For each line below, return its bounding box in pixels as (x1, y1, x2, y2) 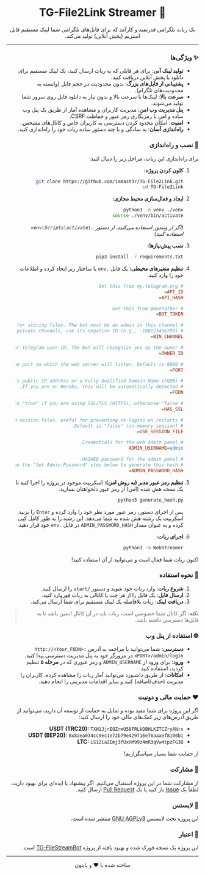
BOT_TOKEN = (156, 311, 184, 317)
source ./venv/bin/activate (112, 213, 184, 219)
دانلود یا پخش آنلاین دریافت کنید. (110, 73, 184, 81)
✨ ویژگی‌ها (170, 53, 199, 62)
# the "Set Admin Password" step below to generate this (22, 462, 184, 468)
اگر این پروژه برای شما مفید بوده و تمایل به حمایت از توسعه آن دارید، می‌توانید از (16, 707, 199, 714)
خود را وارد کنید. (147, 271, 184, 279)
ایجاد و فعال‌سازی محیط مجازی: (112, 195, 184, 202)
